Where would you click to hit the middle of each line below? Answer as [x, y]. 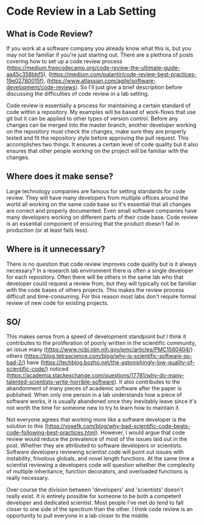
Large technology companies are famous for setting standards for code [96, 191]
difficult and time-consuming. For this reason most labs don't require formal [101, 296]
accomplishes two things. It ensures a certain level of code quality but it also [102, 144]
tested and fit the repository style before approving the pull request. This [97, 138]
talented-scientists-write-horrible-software [60, 382]
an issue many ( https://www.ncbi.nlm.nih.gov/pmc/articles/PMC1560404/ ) [100, 349]
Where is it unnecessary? [56, 249]
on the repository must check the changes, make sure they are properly [97, 131]
